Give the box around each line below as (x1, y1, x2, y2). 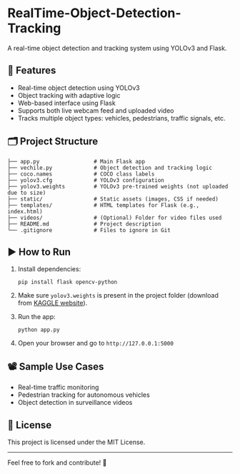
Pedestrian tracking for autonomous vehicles (17, 390, 150, 399)
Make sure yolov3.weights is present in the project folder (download (17, 291, 219, 300)
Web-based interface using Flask (17, 99, 116, 107)
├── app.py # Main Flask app (7, 158, 145, 165)
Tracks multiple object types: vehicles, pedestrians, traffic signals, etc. (17, 114, 226, 122)
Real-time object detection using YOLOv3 (17, 84, 141, 92)
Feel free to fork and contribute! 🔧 (7, 458, 107, 467)
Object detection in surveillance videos (17, 398, 133, 407)
